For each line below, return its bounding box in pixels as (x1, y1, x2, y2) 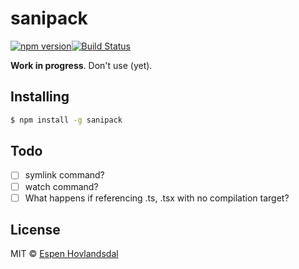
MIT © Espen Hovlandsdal (10, 248, 119, 260)
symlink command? (24, 169, 105, 181)
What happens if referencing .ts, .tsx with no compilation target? (24, 192, 290, 204)
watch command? (24, 180, 99, 192)
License (10, 222, 61, 239)
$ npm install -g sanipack (10, 115, 123, 125)
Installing (10, 88, 70, 106)
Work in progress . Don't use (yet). (10, 59, 153, 71)
